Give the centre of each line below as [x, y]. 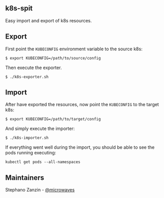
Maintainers [25, 177]
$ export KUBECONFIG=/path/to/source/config [53, 58]
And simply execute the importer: [40, 128]
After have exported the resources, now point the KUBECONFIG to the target [82, 105]
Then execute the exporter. [34, 68]
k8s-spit [19, 8]
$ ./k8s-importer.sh [27, 138]
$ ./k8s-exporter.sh [27, 77]
